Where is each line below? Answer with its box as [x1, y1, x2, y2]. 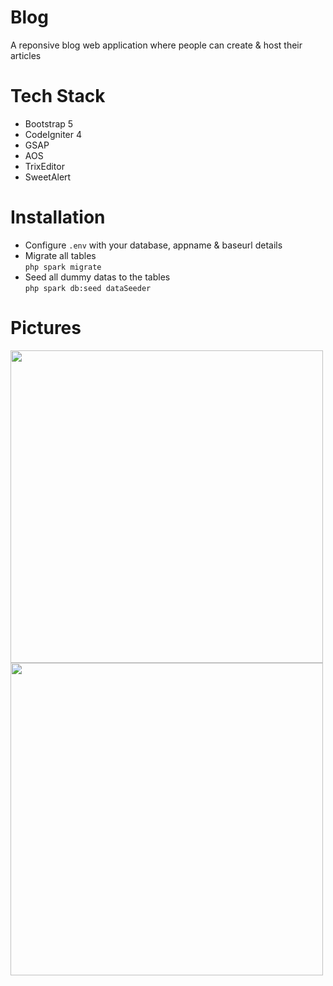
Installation [10, 206, 106, 229]
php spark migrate [24, 262, 102, 272]
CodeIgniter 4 [24, 128, 83, 140]
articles [10, 49, 42, 61]
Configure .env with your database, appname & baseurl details [24, 239, 283, 251]
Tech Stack [10, 85, 106, 108]
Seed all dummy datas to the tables [24, 271, 171, 283]
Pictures [10, 317, 82, 339]
